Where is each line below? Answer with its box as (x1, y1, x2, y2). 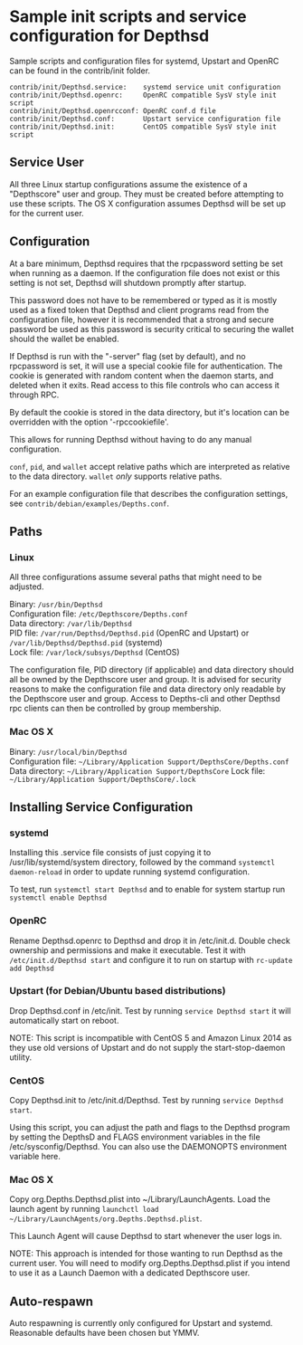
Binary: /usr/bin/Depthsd (9, 599, 103, 610)
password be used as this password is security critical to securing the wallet (9, 323, 294, 334)
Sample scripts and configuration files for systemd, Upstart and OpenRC (9, 55, 279, 66)
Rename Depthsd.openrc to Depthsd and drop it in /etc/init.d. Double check (9, 935, 291, 946)
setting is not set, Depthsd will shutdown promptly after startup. (9, 277, 247, 288)
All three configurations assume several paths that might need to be (9, 572, 262, 583)
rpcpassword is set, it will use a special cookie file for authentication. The (9, 360, 283, 371)
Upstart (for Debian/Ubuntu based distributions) (9, 985, 226, 997)
